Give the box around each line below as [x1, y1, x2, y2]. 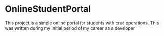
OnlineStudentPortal [5, 3, 91, 15]
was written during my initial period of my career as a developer [5, 25, 135, 31]
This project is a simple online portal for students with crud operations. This [5, 20, 159, 26]
